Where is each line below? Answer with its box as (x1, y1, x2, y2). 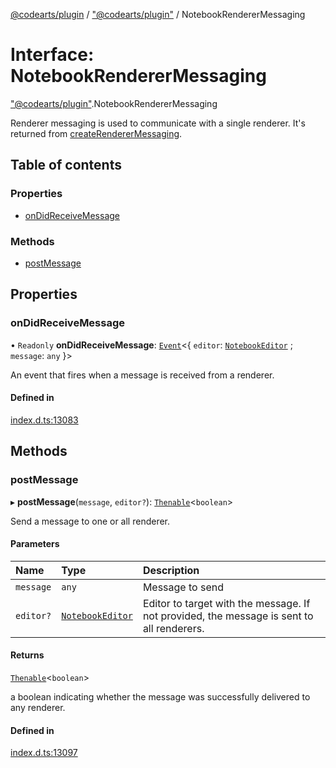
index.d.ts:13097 (10, 747, 78, 759)
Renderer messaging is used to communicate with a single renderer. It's (10, 117, 306, 129)
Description (142, 563, 200, 577)
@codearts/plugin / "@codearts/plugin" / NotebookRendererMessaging (10, 9, 306, 20)
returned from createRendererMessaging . (10, 127, 183, 139)
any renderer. (10, 701, 66, 713)
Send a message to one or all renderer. (10, 515, 171, 527)
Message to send (142, 580, 224, 594)
